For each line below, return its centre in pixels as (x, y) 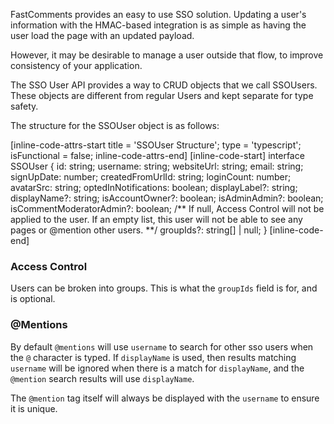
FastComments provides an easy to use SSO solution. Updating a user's (158, 14)
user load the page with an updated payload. (102, 35)
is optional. (33, 299)
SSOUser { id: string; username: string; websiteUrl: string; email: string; (157, 166)
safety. (24, 106)
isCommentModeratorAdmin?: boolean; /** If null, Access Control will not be (167, 208)
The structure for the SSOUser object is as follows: (115, 125)
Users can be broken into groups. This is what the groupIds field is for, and (164, 288)
